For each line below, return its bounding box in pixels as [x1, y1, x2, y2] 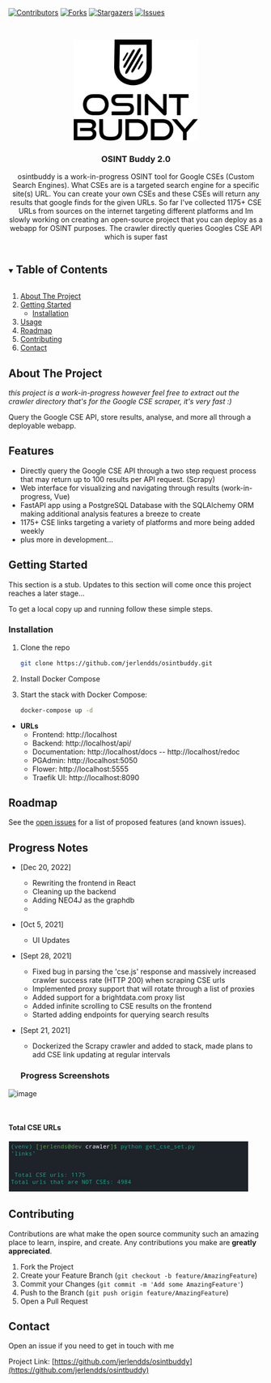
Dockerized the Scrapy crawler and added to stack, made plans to [32, 1041, 253, 1051]
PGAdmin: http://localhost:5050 [32, 755, 138, 765]
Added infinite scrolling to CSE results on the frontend [32, 1001, 212, 1011]
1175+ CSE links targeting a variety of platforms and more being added [19, 517, 256, 527]
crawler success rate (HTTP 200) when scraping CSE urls [32, 975, 226, 985]
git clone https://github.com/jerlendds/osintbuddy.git [19, 659, 213, 668]
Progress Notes [8, 841, 89, 855]
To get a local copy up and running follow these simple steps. [8, 604, 213, 613]
